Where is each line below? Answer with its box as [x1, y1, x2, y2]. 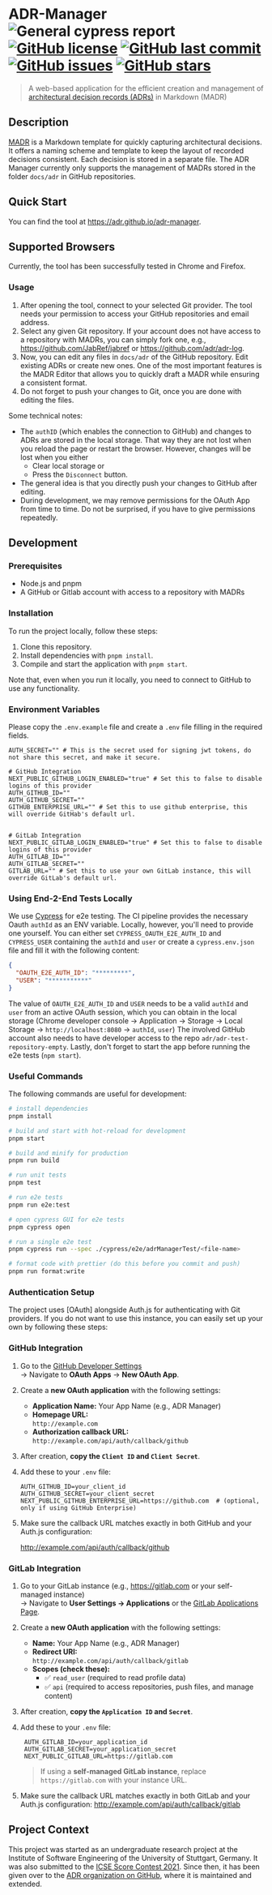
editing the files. [19, 395, 74, 405]
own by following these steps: [8, 1323, 108, 1332]
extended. [8, 1879, 42, 1889]
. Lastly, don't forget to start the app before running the [66, 1041, 251, 1051]
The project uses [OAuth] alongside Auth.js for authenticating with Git [8, 1305, 240, 1314]
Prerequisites [8, 560, 62, 572]
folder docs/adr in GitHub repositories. [8, 171, 136, 181]
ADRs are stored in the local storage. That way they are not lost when [19, 435, 252, 444]
